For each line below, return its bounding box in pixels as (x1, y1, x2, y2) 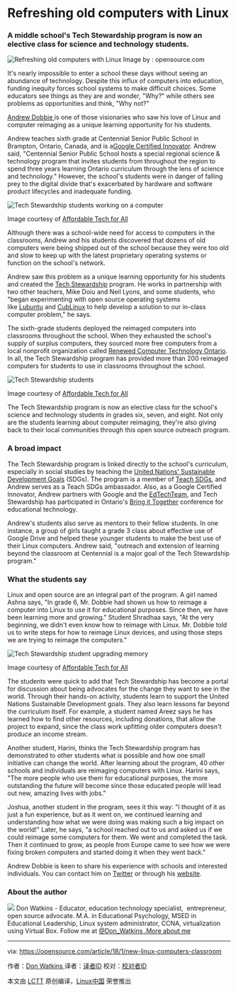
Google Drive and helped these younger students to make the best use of (7, 534, 222, 542)
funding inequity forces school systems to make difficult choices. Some (7, 84, 216, 93)
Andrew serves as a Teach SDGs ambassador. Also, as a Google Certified (7, 482, 222, 491)
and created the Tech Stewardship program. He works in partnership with (7, 280, 222, 289)
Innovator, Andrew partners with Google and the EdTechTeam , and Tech (7, 490, 218, 498)
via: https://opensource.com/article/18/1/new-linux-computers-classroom (7, 947, 222, 956)
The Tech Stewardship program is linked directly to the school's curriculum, (7, 460, 229, 468)
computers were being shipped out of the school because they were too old (7, 244, 229, 252)
